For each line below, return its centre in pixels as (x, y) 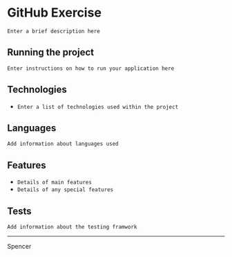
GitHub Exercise (55, 13)
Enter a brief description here (54, 31)
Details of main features (54, 183)
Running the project (51, 52)
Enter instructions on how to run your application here (91, 68)
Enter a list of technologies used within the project (98, 107)
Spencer (19, 246)
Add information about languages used (63, 144)
